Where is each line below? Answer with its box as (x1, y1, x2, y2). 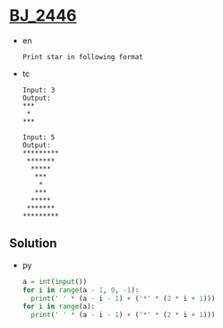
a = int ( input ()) (21, 277, 88, 286)
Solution (9, 235, 57, 252)
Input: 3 (21, 85, 56, 94)
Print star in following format (21, 52, 143, 61)
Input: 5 (21, 132, 56, 142)
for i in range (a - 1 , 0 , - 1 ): (21, 285, 140, 295)
